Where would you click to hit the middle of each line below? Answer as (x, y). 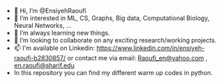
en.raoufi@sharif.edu (44, 65)
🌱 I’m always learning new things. (62, 33)
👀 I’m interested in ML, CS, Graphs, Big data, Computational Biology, (111, 18)
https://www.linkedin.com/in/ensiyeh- (151, 48)
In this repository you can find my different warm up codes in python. (113, 73)
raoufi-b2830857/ (40, 58)
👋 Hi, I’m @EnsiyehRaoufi (50, 11)
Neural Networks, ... (43, 25)
